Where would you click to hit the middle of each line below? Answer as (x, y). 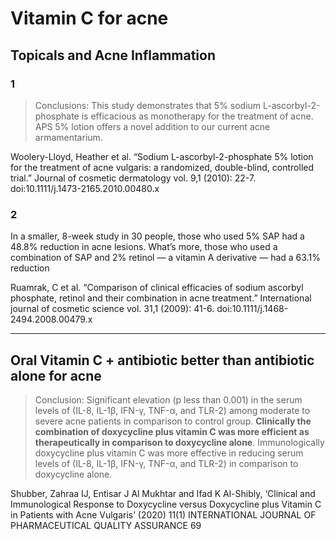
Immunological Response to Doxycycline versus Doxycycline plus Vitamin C (166, 504)
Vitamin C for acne (89, 18)
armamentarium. (68, 137)
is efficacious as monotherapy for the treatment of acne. (197, 116)
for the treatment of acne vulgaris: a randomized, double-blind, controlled (162, 167)
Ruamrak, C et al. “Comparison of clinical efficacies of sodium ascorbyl (157, 288)
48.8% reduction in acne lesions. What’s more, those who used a (144, 247)
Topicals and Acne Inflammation (113, 55)
